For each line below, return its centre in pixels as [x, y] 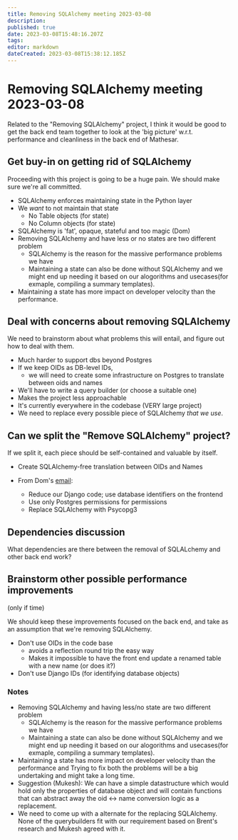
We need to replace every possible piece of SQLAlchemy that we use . [120, 413]
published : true [31, 27]
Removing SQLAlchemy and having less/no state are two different [114, 707]
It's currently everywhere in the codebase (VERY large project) [110, 406]
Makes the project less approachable [72, 398]
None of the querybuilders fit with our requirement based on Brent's [118, 821]
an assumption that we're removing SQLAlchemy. [80, 629]
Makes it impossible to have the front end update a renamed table [125, 658]
